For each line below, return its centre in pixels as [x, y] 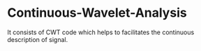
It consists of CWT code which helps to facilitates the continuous [101, 32]
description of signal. [38, 39]
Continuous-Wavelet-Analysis [97, 13]
